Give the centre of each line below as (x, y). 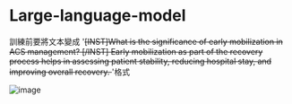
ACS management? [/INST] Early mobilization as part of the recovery (136, 51)
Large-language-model (98, 16)
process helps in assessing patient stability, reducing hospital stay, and (140, 61)
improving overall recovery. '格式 (70, 72)
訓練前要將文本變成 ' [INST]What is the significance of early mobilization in (146, 41)
